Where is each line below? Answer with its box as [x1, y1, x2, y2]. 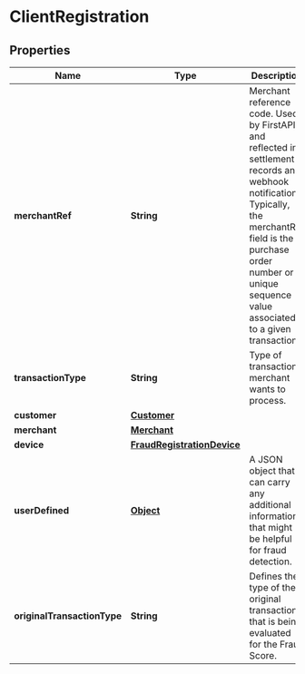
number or [249, 266, 294, 278]
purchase [249, 243, 290, 256]
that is [249, 615, 276, 628]
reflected [249, 142, 289, 153]
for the [249, 638, 278, 650]
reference [249, 96, 291, 108]
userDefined [14, 504, 70, 516]
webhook [249, 175, 289, 188]
